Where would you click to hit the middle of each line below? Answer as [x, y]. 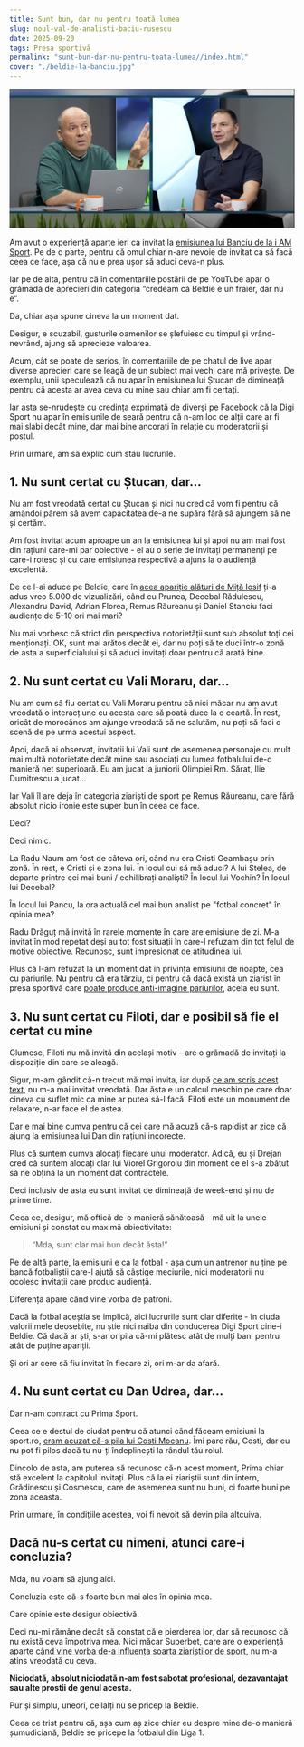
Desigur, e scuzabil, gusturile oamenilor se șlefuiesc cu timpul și [129, 333]
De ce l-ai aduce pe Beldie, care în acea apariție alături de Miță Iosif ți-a [143, 587]
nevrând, [26, 343]
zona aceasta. [35, 1497]
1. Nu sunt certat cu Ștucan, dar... [105, 482]
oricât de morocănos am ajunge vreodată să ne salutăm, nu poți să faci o [145, 723]
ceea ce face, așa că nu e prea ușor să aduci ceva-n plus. [117, 261]
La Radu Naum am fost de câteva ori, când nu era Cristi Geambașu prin [142, 859]
